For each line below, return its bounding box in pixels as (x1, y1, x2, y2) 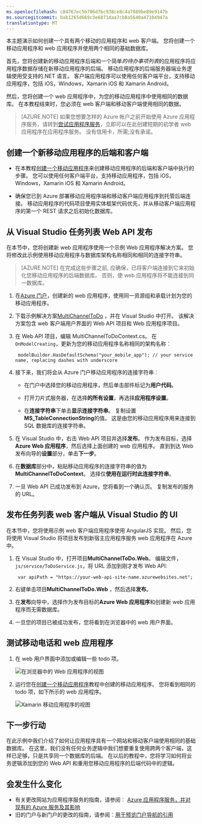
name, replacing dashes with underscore (14, 357, 118, 363)
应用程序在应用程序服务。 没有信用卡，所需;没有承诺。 (20, 128, 156, 135)
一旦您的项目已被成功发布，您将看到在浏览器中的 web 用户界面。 (14, 618, 176, 626)
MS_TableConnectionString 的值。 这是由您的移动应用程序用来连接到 (23, 414, 196, 422)
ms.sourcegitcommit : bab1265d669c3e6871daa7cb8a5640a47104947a (6, 14, 168, 20)
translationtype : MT (6, 20, 58, 26)
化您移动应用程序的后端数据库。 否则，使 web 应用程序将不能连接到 (20, 272, 189, 278)
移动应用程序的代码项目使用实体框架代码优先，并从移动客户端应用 (26, 200, 191, 208)
